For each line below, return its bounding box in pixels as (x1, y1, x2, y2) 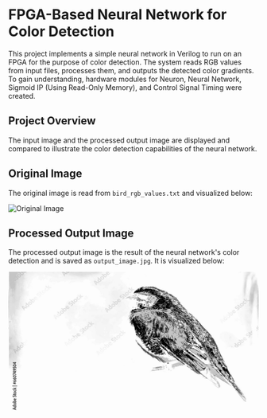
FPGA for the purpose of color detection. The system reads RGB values (8, 57, 242, 67)
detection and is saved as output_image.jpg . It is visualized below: (8, 256, 225, 266)
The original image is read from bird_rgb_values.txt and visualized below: (8, 188, 253, 197)
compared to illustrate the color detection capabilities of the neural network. (8, 143, 257, 153)
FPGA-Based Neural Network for (8, 6, 227, 24)
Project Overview (8, 114, 96, 128)
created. (8, 91, 36, 100)
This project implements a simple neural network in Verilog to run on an (8, 49, 242, 58)
